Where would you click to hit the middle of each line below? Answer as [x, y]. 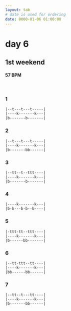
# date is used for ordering [35, 14]
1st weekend [25, 62]
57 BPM [13, 75]
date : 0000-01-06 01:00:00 [33, 19]
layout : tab [17, 10]
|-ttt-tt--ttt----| [25, 231]
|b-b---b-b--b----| [25, 209]
